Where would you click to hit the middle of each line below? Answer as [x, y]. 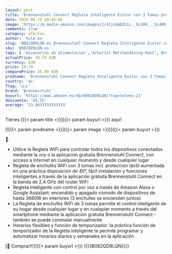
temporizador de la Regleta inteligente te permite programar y [78, 231]
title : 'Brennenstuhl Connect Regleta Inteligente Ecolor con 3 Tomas [82, 15]
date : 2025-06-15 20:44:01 [34, 19]
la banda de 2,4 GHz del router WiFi [50, 182]
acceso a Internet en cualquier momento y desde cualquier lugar [81, 160]
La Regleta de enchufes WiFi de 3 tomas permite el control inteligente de [89, 204]
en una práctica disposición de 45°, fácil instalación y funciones [80, 171]
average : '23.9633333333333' [36, 105]
